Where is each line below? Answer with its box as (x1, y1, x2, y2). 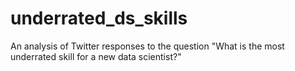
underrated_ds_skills (10, 7, 188, 30)
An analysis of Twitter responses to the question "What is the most (10, 40, 285, 52)
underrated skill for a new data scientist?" (10, 50, 182, 62)
